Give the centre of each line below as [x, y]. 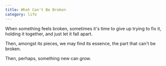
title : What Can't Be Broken [36, 10]
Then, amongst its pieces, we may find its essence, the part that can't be [80, 43]
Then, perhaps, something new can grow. [48, 58]
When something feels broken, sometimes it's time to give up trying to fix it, [83, 28]
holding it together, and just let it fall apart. [49, 34]
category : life [21, 14]
